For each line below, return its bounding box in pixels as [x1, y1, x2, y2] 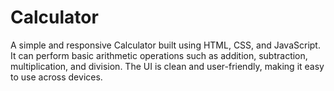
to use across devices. [10, 71, 103, 83]
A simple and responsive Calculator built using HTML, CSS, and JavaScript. [10, 39, 321, 51]
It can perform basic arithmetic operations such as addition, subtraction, [10, 49, 308, 61]
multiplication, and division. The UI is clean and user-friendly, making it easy [10, 60, 325, 72]
